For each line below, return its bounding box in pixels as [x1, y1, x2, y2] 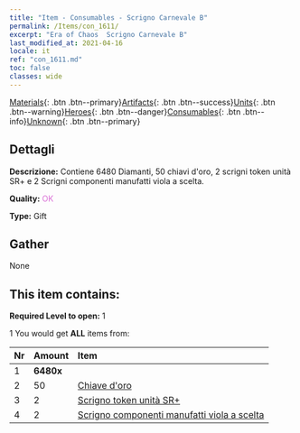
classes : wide [9, 72, 63, 81]
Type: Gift [9, 210, 47, 221]
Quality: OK [9, 193, 54, 204]
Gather [9, 236, 50, 252]
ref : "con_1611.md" [9, 55, 83, 64]
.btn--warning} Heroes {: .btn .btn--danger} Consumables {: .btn [9, 106, 241, 117]
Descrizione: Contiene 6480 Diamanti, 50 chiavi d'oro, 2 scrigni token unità [9, 166, 292, 177]
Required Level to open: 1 [9, 310, 106, 321]
